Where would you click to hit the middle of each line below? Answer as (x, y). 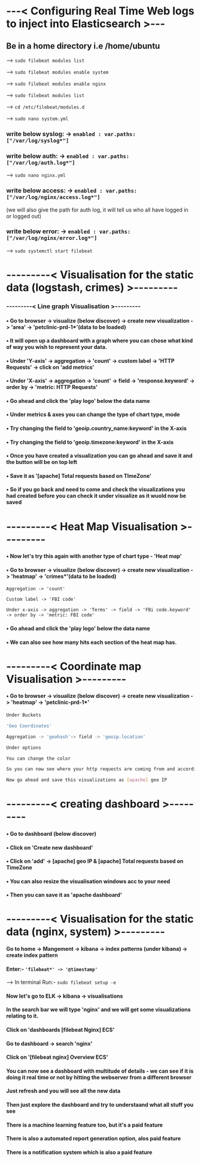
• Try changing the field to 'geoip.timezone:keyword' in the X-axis (90, 442)
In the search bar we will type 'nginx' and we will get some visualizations (99, 1010)
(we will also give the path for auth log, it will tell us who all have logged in (97, 210)
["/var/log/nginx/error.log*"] (52, 238)
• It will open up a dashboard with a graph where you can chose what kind (100, 341)
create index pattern (32, 955)
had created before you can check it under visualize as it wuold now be (96, 496)
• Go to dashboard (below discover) (51, 833)
